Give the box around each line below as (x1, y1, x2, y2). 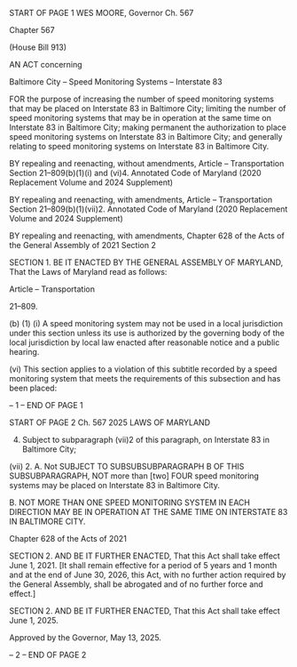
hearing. (9, 347, 40, 357)
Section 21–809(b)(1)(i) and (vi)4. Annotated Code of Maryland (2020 (9, 168, 262, 178)
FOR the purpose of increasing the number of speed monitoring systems (9, 93, 275, 104)
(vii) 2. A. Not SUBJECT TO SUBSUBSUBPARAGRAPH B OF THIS (9, 462, 245, 471)
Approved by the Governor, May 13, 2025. (9, 632, 162, 643)
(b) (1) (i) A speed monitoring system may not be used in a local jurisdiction (9, 318, 284, 328)
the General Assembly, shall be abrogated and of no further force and (9, 579, 263, 590)
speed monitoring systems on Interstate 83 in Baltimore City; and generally (9, 132, 283, 141)
